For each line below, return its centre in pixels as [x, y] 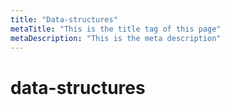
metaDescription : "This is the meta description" [116, 38]
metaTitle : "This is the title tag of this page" [116, 29]
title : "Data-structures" [64, 19]
